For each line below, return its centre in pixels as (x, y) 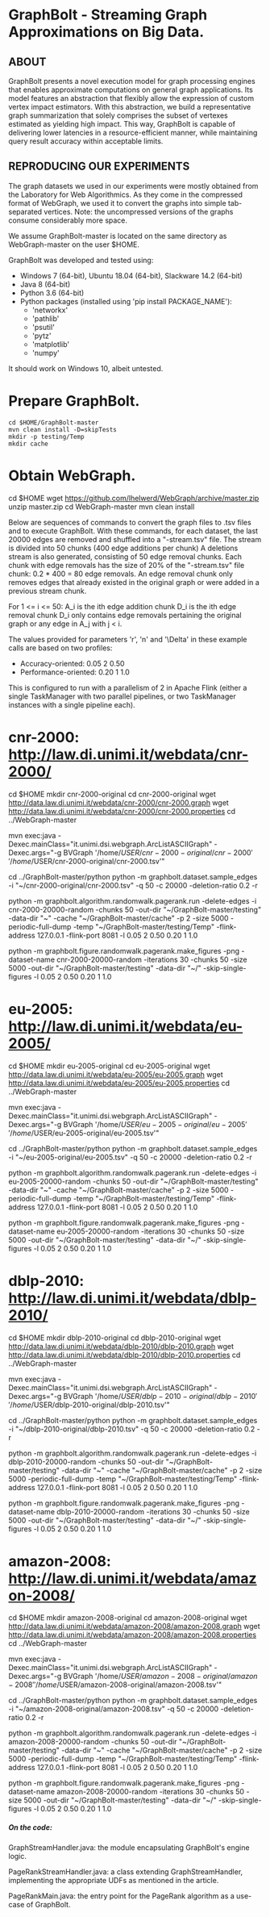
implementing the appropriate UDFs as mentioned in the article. (114, 1881)
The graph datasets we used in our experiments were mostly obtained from (133, 186)
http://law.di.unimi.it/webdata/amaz (133, 1578)
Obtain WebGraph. (72, 476)
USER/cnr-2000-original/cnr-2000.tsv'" (99, 861)
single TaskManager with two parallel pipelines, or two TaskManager (122, 696)
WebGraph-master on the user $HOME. (74, 244)
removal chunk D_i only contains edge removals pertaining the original (125, 615)
